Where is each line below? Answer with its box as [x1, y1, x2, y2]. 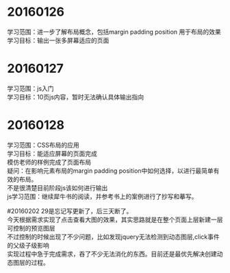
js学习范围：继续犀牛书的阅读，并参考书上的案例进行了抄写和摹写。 [7, 192, 198, 200]
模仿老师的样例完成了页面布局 [7, 158, 91, 166]
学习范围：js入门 [7, 84, 54, 93]
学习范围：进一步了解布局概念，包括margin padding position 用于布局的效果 [7, 27, 221, 36]
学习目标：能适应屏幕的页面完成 [7, 149, 97, 158]
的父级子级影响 [7, 241, 49, 249]
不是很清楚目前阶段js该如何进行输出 [7, 183, 108, 192]
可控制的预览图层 [7, 224, 55, 232]
